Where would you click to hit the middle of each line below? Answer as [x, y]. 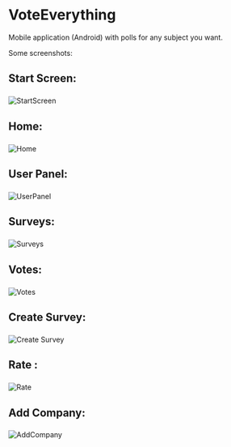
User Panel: [38, 174]
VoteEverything [62, 15]
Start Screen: [42, 79]
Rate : [23, 365]
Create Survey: [47, 317]
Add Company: [47, 413]
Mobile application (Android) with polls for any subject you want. [116, 37]
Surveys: [31, 221]
